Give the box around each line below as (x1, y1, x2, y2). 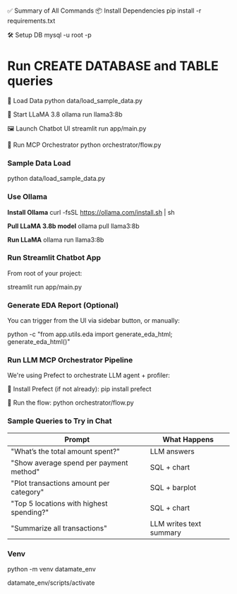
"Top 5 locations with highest (11, 498, 108, 508)
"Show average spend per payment (11, 458, 128, 468)
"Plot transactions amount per (11, 478, 111, 488)
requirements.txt (7, 17, 56, 25)
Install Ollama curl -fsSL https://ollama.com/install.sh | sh (7, 208, 175, 216)
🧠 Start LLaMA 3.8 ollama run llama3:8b (7, 109, 123, 119)
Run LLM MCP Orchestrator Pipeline (7, 355, 133, 365)
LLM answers (150, 446, 195, 456)
